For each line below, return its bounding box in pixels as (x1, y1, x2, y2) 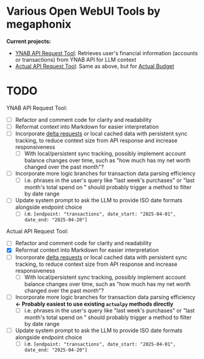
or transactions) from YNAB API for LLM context (15, 56, 136, 63)
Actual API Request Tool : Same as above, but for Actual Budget (15, 62, 175, 70)
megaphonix (6, 17, 71, 31)
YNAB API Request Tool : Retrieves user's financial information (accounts (15, 49, 199, 56)
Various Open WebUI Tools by (6, 4, 161, 18)
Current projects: (6, 37, 51, 45)
